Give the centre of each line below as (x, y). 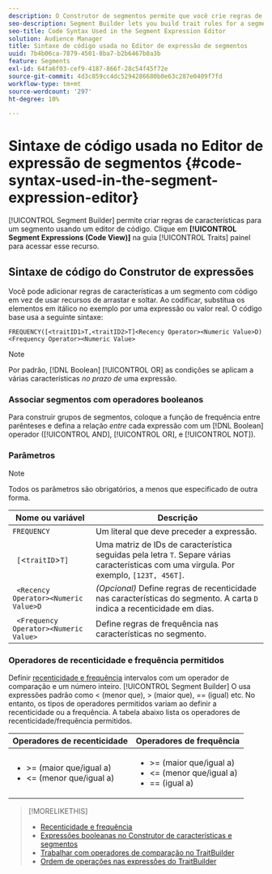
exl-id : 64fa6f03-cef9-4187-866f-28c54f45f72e (88, 69)
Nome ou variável (50, 518)
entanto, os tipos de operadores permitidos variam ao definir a (113, 704)
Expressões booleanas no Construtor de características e (136, 835)
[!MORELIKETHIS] (58, 811)
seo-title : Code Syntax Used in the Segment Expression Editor (117, 31)
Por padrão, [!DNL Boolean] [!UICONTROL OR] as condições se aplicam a (131, 370)
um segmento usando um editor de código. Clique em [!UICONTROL (123, 229)
